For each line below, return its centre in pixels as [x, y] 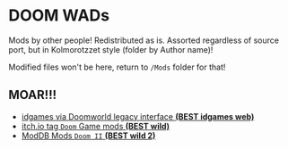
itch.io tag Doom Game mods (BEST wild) [96, 126]
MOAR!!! [33, 95]
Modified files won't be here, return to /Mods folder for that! [117, 67]
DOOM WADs [59, 16]
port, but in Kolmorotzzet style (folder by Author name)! [111, 49]
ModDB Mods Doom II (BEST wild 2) [88, 136]
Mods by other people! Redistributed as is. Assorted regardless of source [144, 40]
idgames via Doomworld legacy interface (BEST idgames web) [138, 116]
